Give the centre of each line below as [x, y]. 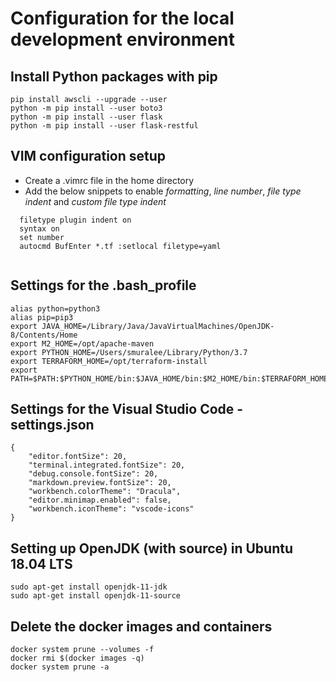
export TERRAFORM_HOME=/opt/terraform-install [109, 361]
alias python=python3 [55, 308]
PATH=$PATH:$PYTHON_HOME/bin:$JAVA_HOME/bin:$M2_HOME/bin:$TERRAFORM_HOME [169, 378]
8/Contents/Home [44, 335]
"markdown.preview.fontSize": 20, [100, 483]
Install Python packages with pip [114, 76]
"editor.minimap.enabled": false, [100, 500]
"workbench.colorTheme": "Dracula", [105, 492]
